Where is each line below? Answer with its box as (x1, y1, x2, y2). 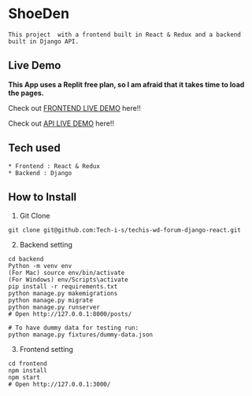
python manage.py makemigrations (8, 290, 118, 298)
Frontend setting (19, 345, 73, 354)
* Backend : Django (8, 169, 72, 177)
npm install (8, 367, 47, 375)
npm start (8, 374, 41, 382)
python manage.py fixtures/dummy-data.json (8, 331, 154, 339)
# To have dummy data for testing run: (8, 324, 139, 332)
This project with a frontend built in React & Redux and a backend (8, 31, 242, 38)
